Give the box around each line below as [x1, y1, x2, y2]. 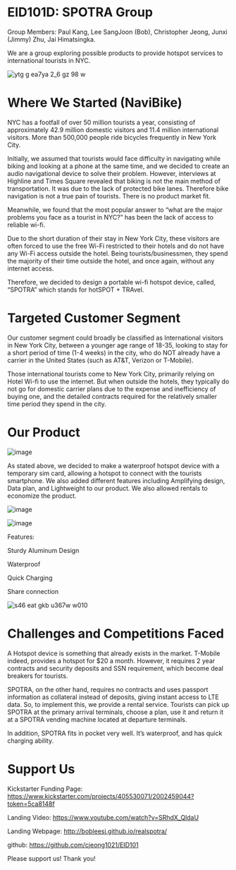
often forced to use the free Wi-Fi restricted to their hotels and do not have [7, 242, 224, 250]
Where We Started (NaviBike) [7, 95, 182, 111]
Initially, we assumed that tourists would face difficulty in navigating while [7, 154, 221, 162]
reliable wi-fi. [7, 220, 46, 229]
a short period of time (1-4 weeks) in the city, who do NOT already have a [7, 348, 221, 357]
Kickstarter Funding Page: [7, 785, 83, 793]
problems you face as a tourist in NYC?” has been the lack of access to [7, 213, 213, 221]
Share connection [7, 587, 58, 595]
